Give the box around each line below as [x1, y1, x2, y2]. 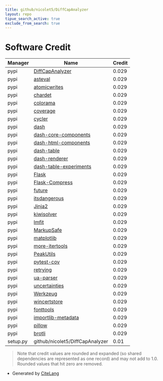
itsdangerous [33, 195, 64, 202]
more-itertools [33, 243, 68, 249]
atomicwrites [33, 84, 64, 90]
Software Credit [5, 42, 71, 53]
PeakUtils [33, 250, 56, 257]
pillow [33, 322, 47, 329]
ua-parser [33, 274, 58, 281]
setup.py [7, 338, 28, 345]
